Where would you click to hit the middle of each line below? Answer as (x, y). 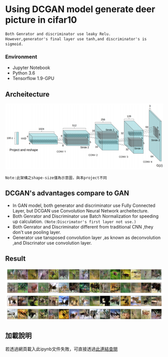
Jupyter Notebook (31, 68)
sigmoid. (14, 44)
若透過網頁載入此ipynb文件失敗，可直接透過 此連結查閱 (61, 349)
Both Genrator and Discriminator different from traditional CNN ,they (83, 227)
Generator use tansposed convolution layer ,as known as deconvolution (87, 237)
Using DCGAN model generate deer (80, 9)
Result (16, 259)
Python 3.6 (24, 73)
